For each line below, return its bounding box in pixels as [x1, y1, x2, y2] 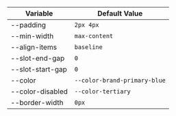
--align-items [10, 42, 57, 52]
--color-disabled [10, 87, 68, 96]
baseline [74, 44, 103, 50]
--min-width [10, 31, 54, 40]
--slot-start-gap [10, 65, 67, 74]
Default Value [97, 9, 143, 18]
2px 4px [74, 21, 99, 29]
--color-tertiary [74, 88, 131, 95]
